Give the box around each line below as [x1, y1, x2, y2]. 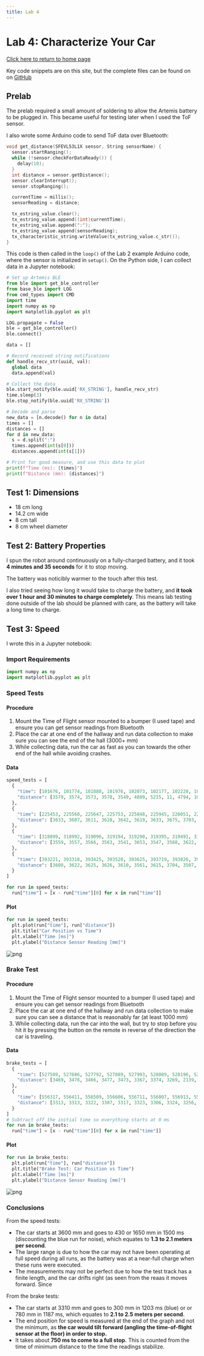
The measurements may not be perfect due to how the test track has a [15, 1268, 192, 1275]
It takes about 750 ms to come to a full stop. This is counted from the [15, 1337, 189, 1344]
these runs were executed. [15, 1261, 82, 1268]
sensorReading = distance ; [12, 200, 80, 206]
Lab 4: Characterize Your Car [6, 35, 156, 49]
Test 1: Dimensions [6, 488, 80, 498]
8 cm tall [15, 516, 37, 524]
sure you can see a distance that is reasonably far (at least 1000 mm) [15, 1013, 188, 1020]
